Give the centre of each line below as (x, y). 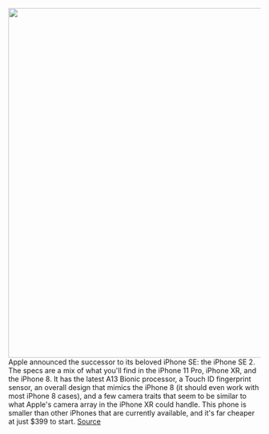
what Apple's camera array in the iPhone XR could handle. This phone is (127, 404)
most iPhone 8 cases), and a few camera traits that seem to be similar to (127, 396)
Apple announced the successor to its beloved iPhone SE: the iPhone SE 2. (132, 362)
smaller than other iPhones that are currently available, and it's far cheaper (131, 413)
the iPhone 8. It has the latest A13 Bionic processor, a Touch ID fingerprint (130, 379)
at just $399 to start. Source (55, 421)
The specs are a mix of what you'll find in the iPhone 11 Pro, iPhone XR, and (132, 370)
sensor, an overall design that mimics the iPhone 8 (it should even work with (134, 387)
